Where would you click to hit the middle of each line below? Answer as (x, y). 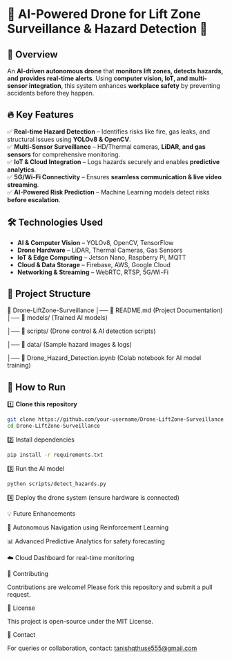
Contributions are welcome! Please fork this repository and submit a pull (110, 587)
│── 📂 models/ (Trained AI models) (58, 318)
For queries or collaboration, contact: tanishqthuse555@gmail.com (102, 648)
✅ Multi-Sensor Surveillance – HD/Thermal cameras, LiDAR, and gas (106, 146)
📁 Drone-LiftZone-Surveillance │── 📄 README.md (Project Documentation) (115, 310)
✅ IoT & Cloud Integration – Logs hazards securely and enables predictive (114, 161)
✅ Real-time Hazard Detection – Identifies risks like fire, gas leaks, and (109, 132)
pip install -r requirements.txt (55, 455)
